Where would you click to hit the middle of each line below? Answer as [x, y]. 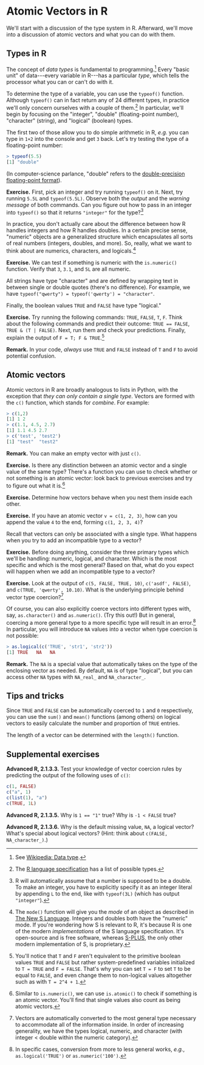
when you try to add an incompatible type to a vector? [74, 540]
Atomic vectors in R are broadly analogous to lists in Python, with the [92, 389]
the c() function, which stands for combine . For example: [78, 403]
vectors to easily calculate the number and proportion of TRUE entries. [93, 723]
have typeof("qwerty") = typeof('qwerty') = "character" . [80, 294]
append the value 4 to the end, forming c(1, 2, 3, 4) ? [75, 522]
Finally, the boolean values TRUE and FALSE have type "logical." [84, 305]
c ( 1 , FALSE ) [21, 787]
